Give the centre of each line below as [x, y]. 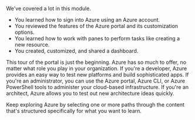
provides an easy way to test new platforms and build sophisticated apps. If [97, 75]
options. [24, 32]
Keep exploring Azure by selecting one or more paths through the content [95, 104]
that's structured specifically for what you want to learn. [74, 111]
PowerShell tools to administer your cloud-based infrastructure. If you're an [97, 87]
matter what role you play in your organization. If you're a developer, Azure [97, 68]
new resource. [32, 44]
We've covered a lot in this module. [48, 8]
